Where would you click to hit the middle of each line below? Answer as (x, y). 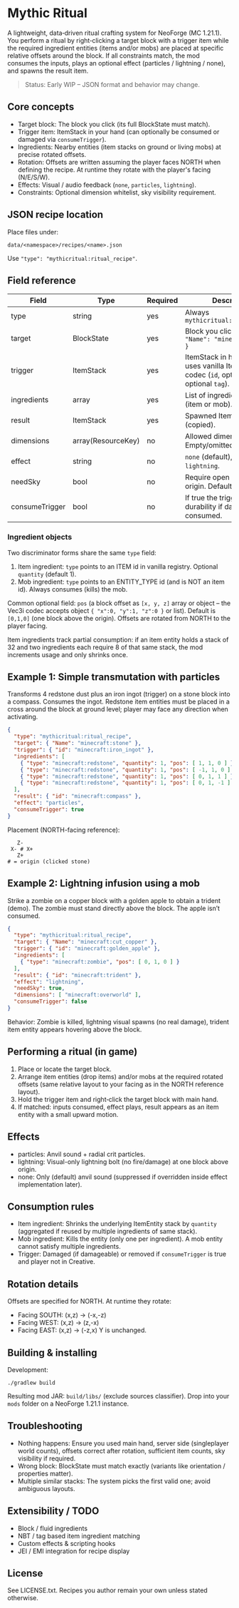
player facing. (27, 626)
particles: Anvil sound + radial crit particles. (81, 1154)
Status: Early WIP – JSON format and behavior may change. (112, 84)
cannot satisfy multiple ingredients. (69, 1247)
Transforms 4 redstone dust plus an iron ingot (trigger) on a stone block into (119, 694)
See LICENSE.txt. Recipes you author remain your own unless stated (107, 1590)
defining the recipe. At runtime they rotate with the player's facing (114, 170)
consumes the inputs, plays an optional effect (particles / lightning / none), (117, 63)
